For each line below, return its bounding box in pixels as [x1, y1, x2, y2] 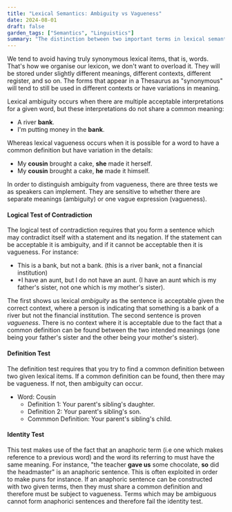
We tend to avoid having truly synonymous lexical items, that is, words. [7, 55, 209, 63]
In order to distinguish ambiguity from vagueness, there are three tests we [7, 180, 218, 188]
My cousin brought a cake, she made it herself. [17, 159, 153, 168]
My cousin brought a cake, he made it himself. [17, 167, 151, 175]
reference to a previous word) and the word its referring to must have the [7, 453, 215, 461]
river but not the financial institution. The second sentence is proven [7, 311, 202, 319]
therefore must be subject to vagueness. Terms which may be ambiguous [7, 489, 217, 498]
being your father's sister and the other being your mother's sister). [7, 333, 199, 342]
